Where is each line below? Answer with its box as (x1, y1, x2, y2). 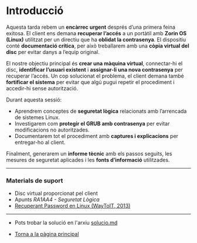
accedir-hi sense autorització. (6, 85, 78, 92)
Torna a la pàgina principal (14, 231, 79, 238)
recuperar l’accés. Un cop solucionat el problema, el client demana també (6, 72, 184, 79)
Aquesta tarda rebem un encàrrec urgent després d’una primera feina (6, 23, 176, 31)
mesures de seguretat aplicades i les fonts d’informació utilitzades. (6, 156, 170, 163)
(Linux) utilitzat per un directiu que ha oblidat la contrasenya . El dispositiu (6, 36, 186, 43)
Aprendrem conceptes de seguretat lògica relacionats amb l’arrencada (14, 107, 187, 114)
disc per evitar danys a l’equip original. (6, 48, 100, 55)
